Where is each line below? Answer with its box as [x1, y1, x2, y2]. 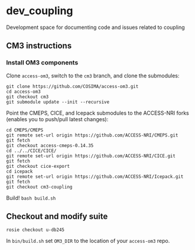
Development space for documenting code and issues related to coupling [6, 24, 185, 31]
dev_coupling [6, 4, 73, 18]
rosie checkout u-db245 [6, 227, 65, 233]
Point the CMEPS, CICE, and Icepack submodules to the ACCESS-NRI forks [6, 109, 189, 116]
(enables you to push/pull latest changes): [6, 115, 109, 122]
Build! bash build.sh [6, 194, 56, 202]
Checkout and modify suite [6, 212, 108, 222]
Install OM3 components [6, 59, 79, 67]
